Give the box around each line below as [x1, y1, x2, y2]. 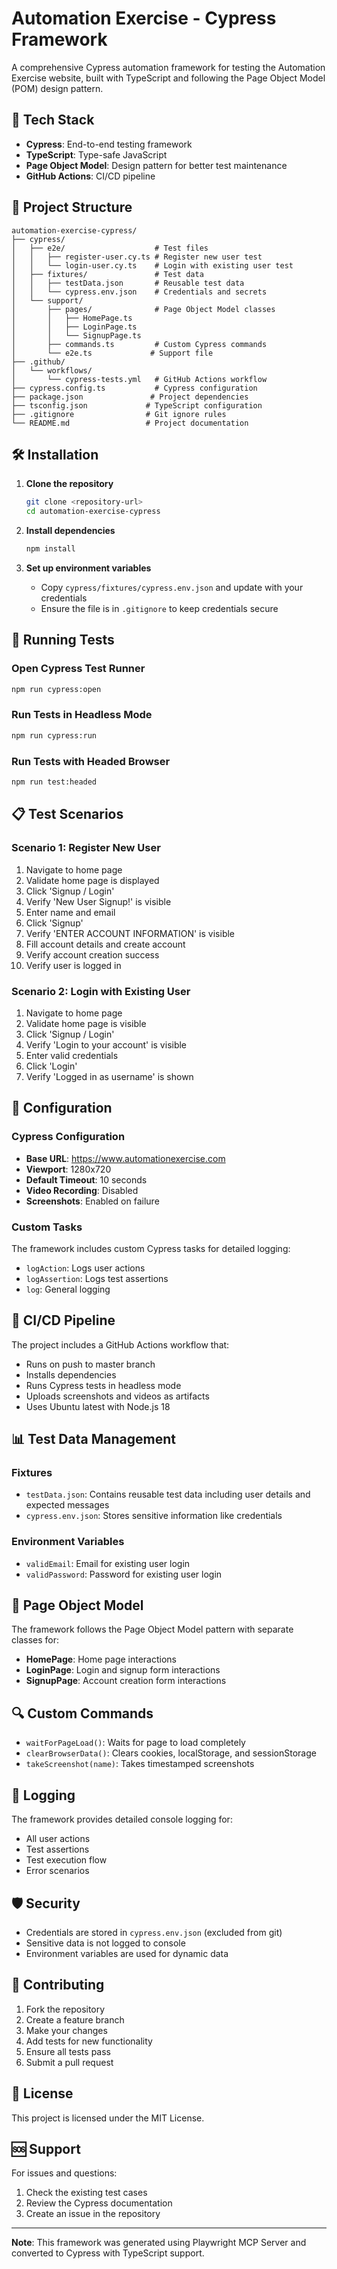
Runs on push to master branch [25, 1358, 156, 1370]
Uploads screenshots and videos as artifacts [25, 1390, 210, 1402]
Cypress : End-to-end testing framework [25, 138, 193, 150]
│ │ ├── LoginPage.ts [11, 322, 138, 332]
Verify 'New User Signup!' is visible [25, 895, 172, 907]
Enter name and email [25, 906, 116, 918]
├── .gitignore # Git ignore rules [11, 409, 227, 419]
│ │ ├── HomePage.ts [11, 313, 133, 323]
